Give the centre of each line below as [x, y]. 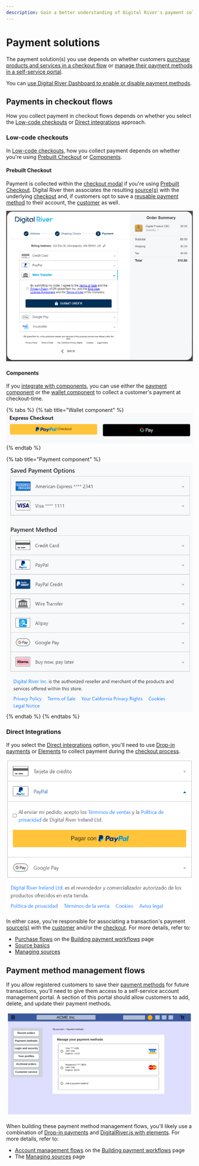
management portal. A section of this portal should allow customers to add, [98, 997]
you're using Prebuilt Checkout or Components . [64, 156]
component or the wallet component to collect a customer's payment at [94, 392]
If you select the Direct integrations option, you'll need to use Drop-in [91, 745]
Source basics [32, 945]
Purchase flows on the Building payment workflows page [84, 939]
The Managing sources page [50, 1157]
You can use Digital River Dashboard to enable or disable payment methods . [99, 83]
